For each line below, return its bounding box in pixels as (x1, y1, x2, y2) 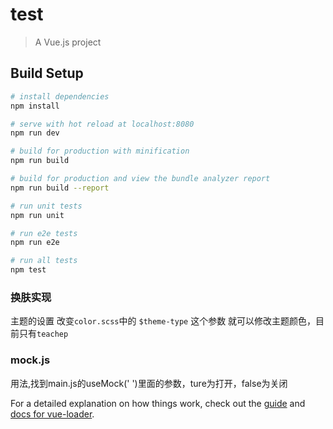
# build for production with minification (10, 146, 190, 157)
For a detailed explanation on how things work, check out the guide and (10, 397, 306, 409)
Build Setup (10, 65, 84, 82)
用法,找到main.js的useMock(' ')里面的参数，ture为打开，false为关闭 (10, 377, 288, 389)
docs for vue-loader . (10, 408, 95, 420)
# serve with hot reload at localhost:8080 (10, 119, 195, 129)
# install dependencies (10, 91, 110, 102)
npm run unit (10, 210, 65, 220)
